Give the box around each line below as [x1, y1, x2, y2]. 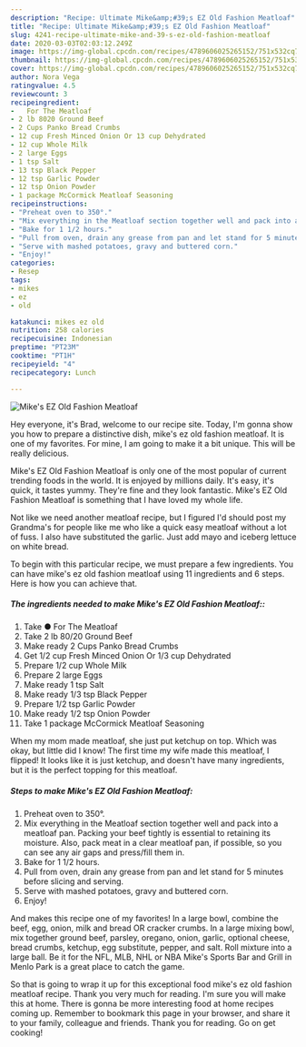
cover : [10, 65, 35, 74]
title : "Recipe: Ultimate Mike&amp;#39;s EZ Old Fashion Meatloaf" [10, 22, 271, 31]
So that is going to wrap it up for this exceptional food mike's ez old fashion [10, 979, 292, 990]
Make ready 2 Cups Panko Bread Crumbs [23, 640, 179, 651]
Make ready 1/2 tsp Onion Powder [23, 709, 151, 720]
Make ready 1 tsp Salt [23, 680, 104, 690]
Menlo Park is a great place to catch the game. [10, 961, 185, 972]
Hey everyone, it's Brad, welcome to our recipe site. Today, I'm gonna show [10, 418, 293, 429]
